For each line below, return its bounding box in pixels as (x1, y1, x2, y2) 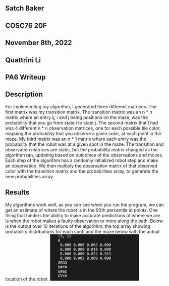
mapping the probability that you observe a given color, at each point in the (5, 130, 161, 136)
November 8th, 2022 (5, 38, 72, 47)
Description (5, 90, 43, 99)
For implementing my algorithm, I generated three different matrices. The (5, 103, 157, 109)
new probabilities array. (5, 173, 54, 179)
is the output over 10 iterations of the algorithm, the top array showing (5, 223, 150, 229)
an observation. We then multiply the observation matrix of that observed (5, 162, 158, 169)
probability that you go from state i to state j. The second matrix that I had (5, 119, 158, 126)
